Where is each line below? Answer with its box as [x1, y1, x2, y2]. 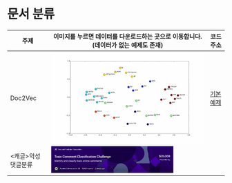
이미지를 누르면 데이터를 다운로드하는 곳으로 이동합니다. [52, 32, 202, 41]
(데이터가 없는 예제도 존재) [92, 41, 164, 49]
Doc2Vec [10, 94, 37, 102]
